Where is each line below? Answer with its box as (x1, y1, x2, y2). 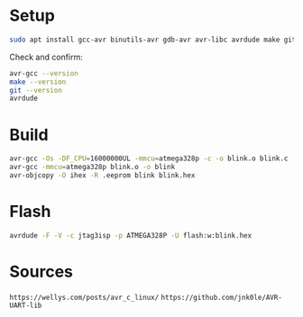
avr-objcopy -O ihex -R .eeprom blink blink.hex (9, 171, 196, 180)
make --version (9, 77, 67, 86)
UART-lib (9, 301, 42, 310)
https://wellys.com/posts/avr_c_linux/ (9, 293, 160, 302)
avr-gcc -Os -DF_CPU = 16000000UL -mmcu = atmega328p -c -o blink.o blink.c (9, 154, 289, 163)
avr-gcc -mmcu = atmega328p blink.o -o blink (9, 163, 176, 172)
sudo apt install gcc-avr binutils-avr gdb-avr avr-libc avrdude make (9, 35, 280, 44)
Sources (9, 261, 74, 282)
